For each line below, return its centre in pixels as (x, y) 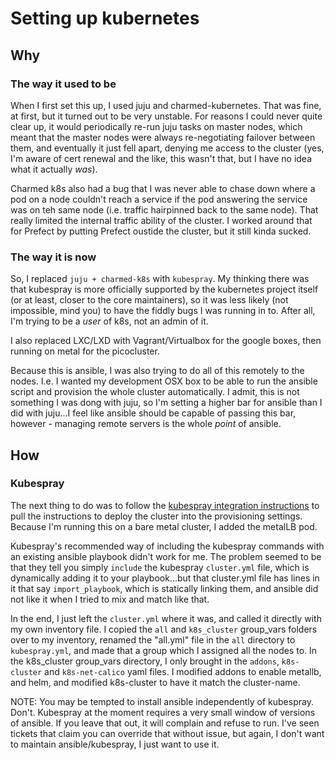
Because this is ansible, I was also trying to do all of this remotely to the (157, 371)
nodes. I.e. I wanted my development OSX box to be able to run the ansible (164, 381)
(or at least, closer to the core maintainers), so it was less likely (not (149, 300)
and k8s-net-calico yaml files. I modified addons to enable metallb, (183, 671)
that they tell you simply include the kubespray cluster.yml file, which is (160, 567)
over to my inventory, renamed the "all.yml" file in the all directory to (153, 639)
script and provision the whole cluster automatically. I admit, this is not (155, 392)
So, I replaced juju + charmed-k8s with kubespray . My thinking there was (160, 279)
